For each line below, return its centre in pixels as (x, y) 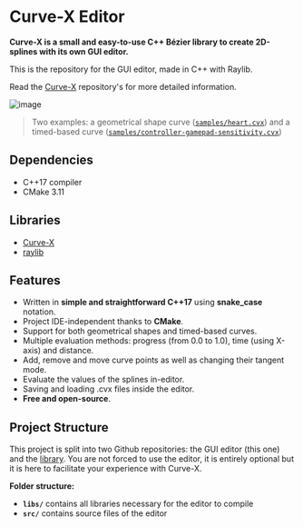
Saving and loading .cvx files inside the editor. (108, 389)
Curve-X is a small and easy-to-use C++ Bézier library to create (132, 42)
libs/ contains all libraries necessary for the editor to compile (138, 504)
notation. (39, 312)
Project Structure (59, 428)
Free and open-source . (67, 399)
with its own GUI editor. (84, 51)
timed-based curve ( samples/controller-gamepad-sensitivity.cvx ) (157, 131)
